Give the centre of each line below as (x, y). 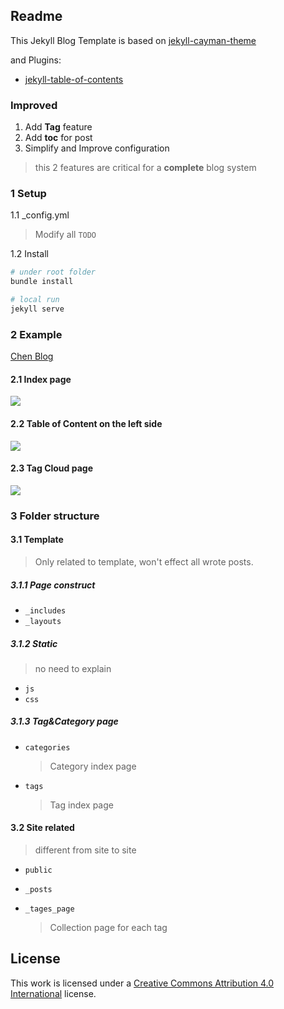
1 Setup (28, 194)
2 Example (36, 334)
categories (47, 747)
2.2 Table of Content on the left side (86, 423)
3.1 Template (37, 540)
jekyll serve (37, 309)
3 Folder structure (55, 516)
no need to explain (73, 668)
